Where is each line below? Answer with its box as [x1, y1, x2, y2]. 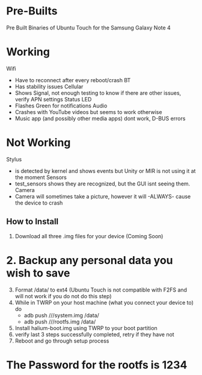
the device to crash [14, 199, 63, 206]
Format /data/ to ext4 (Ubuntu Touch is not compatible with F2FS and [14, 286, 188, 293]
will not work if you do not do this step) [14, 292, 112, 299]
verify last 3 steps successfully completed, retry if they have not [14, 331, 174, 338]
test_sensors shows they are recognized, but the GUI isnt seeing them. [14, 180, 191, 187]
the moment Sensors [14, 173, 67, 181]
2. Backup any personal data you [6, 253, 173, 267]
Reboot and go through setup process [14, 337, 109, 344]
